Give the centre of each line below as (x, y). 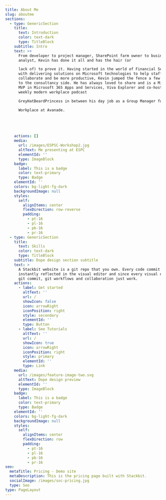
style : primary (39, 357)
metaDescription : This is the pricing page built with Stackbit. (78, 476)
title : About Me (22, 10)
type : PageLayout (23, 490)
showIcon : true (39, 343)
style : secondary (41, 315)
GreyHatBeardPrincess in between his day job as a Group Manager (87, 101)
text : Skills (32, 247)
